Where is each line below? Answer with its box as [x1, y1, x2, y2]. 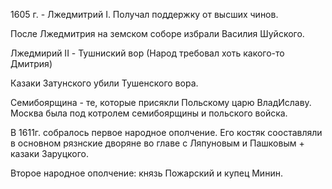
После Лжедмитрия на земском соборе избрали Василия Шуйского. [10, 28, 305, 39]
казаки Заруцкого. [10, 148, 90, 159]
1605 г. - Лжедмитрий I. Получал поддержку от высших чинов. [10, 9, 279, 20]
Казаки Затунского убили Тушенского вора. [10, 77, 199, 89]
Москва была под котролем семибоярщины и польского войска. [10, 107, 288, 119]
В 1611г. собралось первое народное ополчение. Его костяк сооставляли [10, 127, 323, 138]
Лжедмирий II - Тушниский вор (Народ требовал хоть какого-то [10, 47, 285, 59]
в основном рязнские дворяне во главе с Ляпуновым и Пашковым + [10, 137, 305, 149]
